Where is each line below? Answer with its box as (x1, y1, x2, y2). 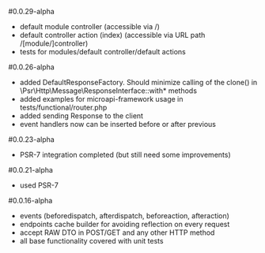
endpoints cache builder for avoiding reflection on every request (19, 220, 230, 229)
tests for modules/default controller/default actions (19, 47, 186, 56)
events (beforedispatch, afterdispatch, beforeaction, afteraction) (19, 211, 229, 220)
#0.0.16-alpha (8, 196, 53, 205)
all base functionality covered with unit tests (19, 236, 164, 245)
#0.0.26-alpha (8, 62, 55, 72)
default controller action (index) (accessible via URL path (19, 31, 206, 39)
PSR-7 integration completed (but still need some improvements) (19, 150, 231, 159)
